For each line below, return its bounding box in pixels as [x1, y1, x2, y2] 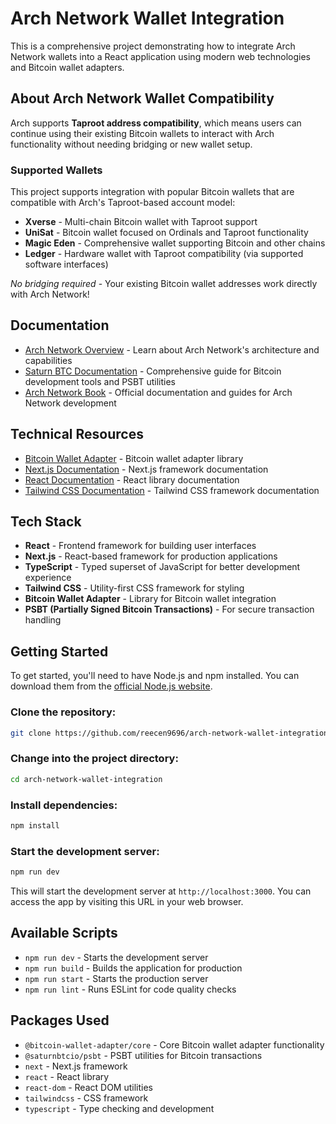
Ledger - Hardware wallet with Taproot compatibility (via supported [24, 248, 304, 260]
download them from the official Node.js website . [10, 680, 213, 692]
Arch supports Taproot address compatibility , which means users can [10, 117, 302, 129]
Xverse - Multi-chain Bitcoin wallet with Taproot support [24, 216, 258, 228]
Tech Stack [10, 513, 82, 531]
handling [24, 614, 62, 626]
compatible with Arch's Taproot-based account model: [10, 197, 236, 209]
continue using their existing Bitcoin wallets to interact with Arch [10, 127, 275, 139]
